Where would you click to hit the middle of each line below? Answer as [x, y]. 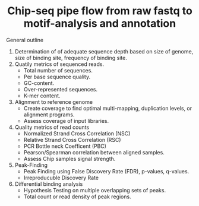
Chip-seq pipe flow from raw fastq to [100, 11]
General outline [25, 40]
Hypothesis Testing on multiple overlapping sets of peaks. [95, 190]
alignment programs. [49, 115]
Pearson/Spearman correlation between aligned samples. [94, 152]
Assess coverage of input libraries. [66, 121]
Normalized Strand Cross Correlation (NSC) [77, 133]
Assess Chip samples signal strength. [70, 159]
